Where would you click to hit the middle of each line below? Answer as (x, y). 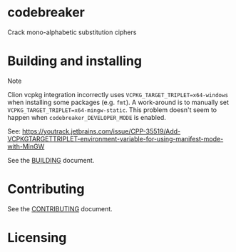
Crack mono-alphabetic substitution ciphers (72, 32)
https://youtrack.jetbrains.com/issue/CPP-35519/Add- (102, 131)
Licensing (37, 238)
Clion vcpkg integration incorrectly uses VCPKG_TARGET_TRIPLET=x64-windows (118, 94)
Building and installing (75, 61)
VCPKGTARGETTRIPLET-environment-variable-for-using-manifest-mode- (116, 138)
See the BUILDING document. (51, 160)
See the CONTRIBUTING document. (60, 208)
